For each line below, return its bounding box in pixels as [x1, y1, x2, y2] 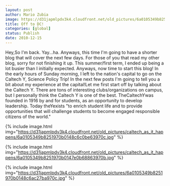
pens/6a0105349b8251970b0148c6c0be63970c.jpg [5, 134, 114, 140]
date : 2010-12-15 [5, 36, 42, 41]
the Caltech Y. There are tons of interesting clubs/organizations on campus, [5, 87, 163, 93]
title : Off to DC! [5, 21, 44, 27]
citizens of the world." [5, 113, 51, 119]
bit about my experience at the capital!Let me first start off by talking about [5, 81, 162, 87]
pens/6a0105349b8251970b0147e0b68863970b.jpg [5, 154, 114, 160]
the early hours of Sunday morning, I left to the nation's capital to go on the [5, 71, 162, 77]
